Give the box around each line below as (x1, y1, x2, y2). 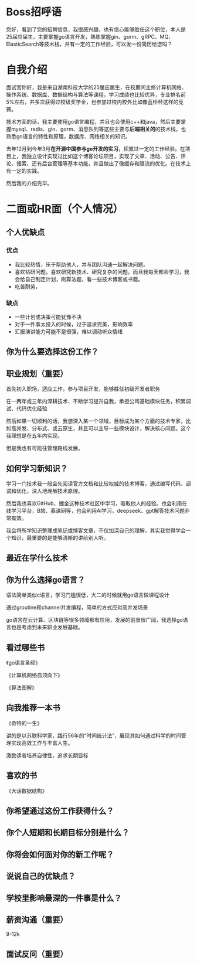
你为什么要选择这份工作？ (6, 347, 98, 357)
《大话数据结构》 (6, 787, 47, 794)
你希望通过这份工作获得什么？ (6, 806, 114, 816)
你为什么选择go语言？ (6, 575, 86, 585)
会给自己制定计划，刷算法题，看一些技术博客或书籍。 (14, 275, 144, 282)
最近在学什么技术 (6, 553, 68, 563)
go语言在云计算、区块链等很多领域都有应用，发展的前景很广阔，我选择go (6, 616, 183, 624)
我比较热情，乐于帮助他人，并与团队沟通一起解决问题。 (14, 261, 148, 268)
